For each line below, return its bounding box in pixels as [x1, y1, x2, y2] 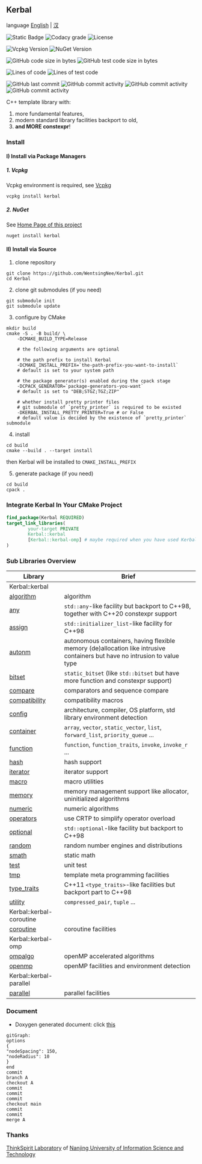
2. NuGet [6, 206, 29, 213]
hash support [64, 758, 102, 767]
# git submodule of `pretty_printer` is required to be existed [17, 405, 182, 411]
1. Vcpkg [6, 166, 28, 173]
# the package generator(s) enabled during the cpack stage [17, 378, 171, 384]
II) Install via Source [6, 245, 57, 252]
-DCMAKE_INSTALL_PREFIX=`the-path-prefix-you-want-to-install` [17, 363, 179, 369]
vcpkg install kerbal [6, 193, 61, 199]
